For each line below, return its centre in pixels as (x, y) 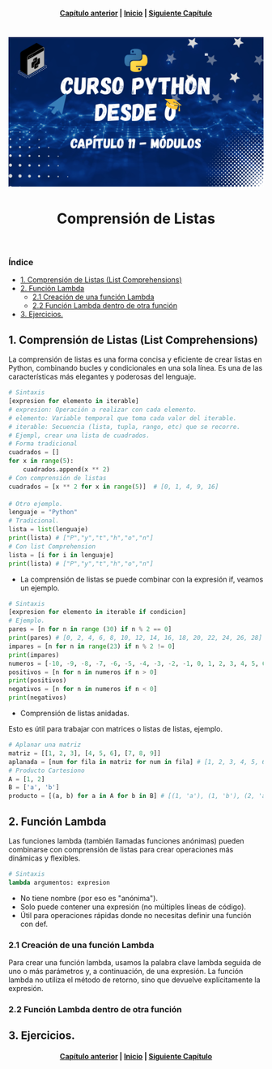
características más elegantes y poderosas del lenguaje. (102, 377)
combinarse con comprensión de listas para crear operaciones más (121, 849)
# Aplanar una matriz (45, 745)
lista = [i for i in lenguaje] (61, 555)
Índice (21, 262)
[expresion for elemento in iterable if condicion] (97, 612)
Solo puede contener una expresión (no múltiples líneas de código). (133, 907)
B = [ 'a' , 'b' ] (34, 788)
